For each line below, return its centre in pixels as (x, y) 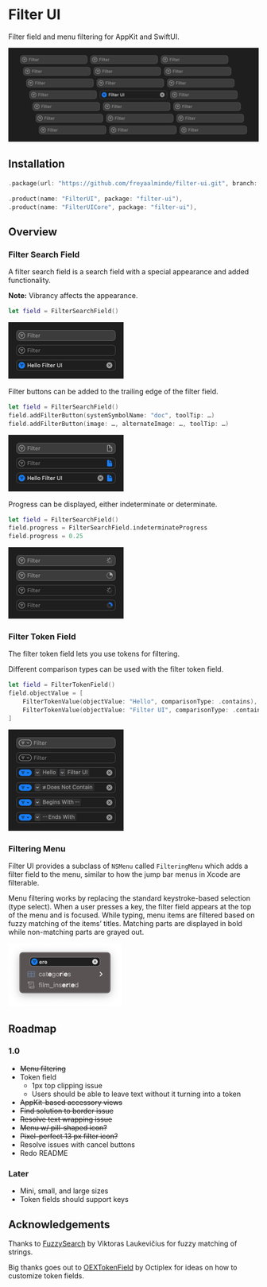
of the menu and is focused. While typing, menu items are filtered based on (132, 915)
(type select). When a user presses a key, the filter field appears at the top (130, 907)
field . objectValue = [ (46, 693)
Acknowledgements (59, 1225)
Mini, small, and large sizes (64, 1191)
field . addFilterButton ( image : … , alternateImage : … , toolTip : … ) (119, 424)
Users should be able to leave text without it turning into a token (136, 1094)
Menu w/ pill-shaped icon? (63, 1127)
